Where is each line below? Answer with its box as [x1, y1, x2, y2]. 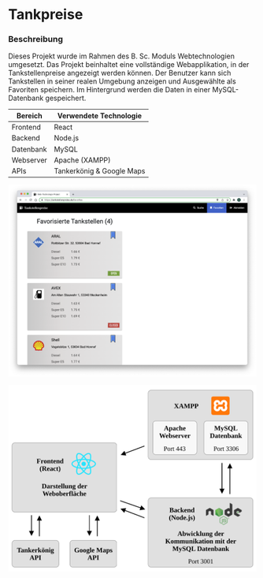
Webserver [11, 155, 47, 165]
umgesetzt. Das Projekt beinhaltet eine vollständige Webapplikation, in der [8, 60, 250, 69]
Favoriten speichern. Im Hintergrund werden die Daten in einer [8, 85, 211, 95]
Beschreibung [8, 34, 64, 45]
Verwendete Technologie [57, 110, 143, 120]
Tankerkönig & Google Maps [54, 166, 146, 176]
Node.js [54, 133, 80, 143]
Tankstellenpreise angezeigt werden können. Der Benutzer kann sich [8, 69, 232, 78]
